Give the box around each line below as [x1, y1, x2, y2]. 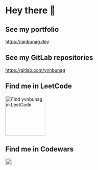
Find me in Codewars [5, 145, 74, 154]
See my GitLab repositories [5, 53, 93, 62]
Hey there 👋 [5, 5, 56, 16]
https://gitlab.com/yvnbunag [5, 67, 65, 73]
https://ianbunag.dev [5, 38, 50, 45]
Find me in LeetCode [5, 82, 72, 91]
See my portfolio [5, 25, 59, 34]
